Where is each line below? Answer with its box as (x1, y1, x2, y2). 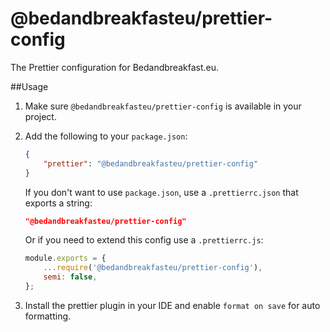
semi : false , (43, 272, 98, 282)
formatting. (24, 310, 72, 322)
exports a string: (24, 197, 93, 209)
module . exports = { (24, 253, 107, 264)
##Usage (10, 80, 49, 92)
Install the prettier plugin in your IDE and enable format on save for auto (24, 299, 321, 311)
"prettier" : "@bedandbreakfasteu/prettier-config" (43, 158, 259, 169)
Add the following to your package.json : (24, 130, 188, 142)
